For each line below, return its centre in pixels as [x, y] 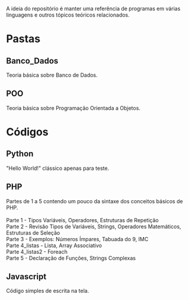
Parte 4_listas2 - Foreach [37, 251]
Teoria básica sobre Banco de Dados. [52, 75]
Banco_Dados [32, 61]
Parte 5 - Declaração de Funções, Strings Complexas [71, 258]
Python [20, 154]
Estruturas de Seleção [33, 233]
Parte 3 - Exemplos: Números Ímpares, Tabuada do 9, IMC [77, 239]
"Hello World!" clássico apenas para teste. [58, 168]
